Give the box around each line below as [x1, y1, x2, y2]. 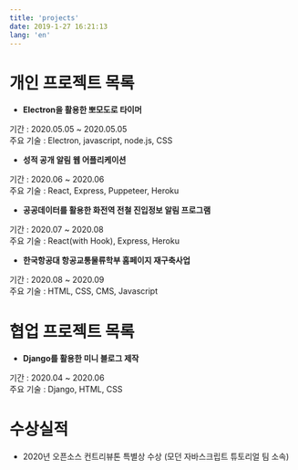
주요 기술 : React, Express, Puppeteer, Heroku [9, 185, 180, 196]
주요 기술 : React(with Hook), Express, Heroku [9, 235, 180, 246]
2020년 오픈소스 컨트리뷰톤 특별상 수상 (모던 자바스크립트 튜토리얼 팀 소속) [22, 451, 290, 462]
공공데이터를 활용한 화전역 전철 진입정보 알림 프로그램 [22, 204, 211, 215]
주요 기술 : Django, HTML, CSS [9, 384, 123, 395]
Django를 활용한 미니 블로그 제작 [22, 353, 139, 364]
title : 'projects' [9, 13, 79, 23]
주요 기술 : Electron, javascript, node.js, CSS [9, 135, 173, 146]
